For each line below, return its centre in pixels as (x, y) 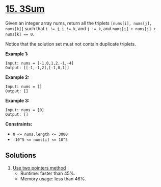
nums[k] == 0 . (20, 34)
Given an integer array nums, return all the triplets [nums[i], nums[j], (78, 23)
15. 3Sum (25, 9)
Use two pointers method (39, 168)
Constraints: (19, 124)
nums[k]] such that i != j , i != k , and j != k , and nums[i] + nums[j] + (81, 28)
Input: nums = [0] (25, 110)
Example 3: (17, 100)
